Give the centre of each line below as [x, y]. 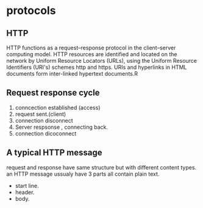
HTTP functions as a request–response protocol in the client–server [91, 48]
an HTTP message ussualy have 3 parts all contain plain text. [83, 174]
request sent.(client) [41, 114]
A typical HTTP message [54, 153]
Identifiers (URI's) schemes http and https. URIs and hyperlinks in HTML [97, 67]
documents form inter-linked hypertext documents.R [72, 74]
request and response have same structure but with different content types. [101, 167]
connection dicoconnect [46, 133]
